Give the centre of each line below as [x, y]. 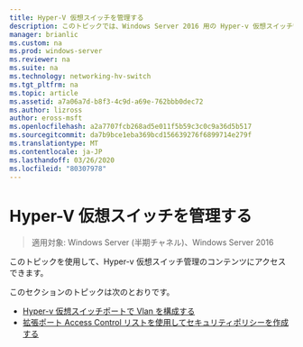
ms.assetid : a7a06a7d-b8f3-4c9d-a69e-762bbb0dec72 [106, 101]
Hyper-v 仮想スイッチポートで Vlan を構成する [109, 311]
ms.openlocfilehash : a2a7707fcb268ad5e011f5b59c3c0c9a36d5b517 [131, 127]
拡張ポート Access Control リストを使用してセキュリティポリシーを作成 [156, 323]
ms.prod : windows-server [56, 51]
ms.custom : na [36, 43]
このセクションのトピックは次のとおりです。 [92, 292]
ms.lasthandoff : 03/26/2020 [62, 160]
